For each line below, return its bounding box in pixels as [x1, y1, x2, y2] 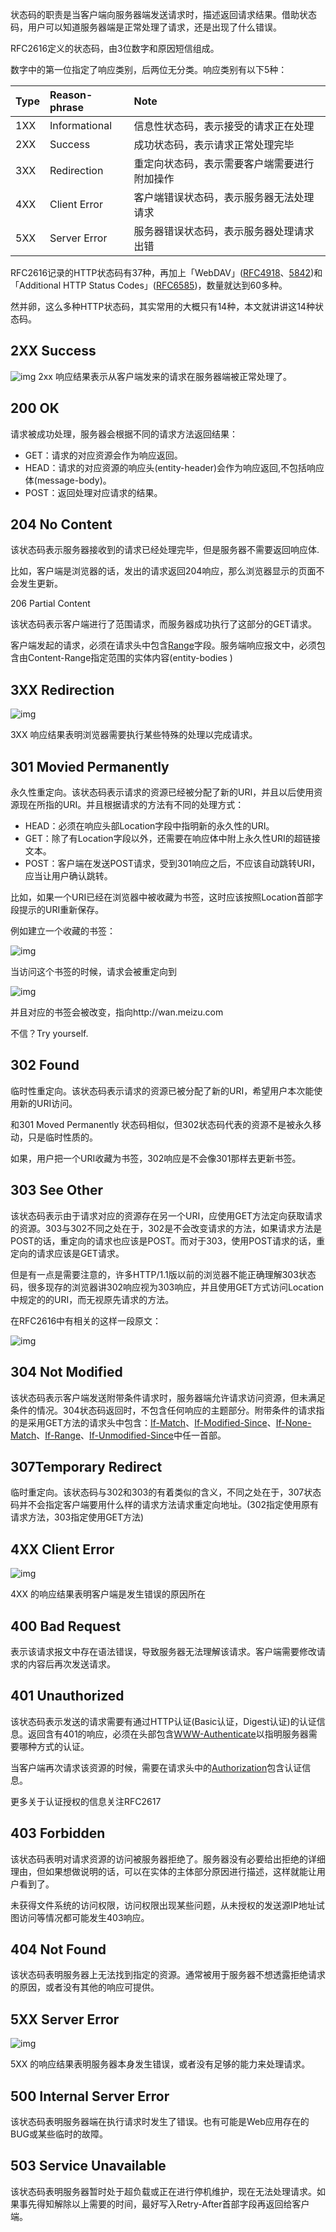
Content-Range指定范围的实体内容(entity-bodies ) [27, 652, 233, 664]
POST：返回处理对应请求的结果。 [24, 486, 163, 498]
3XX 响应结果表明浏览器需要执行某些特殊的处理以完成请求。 [10, 729, 258, 741]
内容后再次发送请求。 [27, 1658, 116, 1670]
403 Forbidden [10, 1825, 106, 1842]
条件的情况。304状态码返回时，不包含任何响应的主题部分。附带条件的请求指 [10, 1404, 325, 1416]
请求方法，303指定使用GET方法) [10, 1511, 145, 1523]
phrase [49, 101, 85, 114]
